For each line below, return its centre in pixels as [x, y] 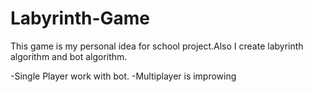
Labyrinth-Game [80, 18]
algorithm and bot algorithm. [69, 56]
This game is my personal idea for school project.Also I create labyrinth [157, 46]
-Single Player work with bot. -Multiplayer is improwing [123, 76]
